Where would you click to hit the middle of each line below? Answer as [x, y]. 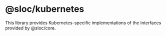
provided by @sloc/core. [30, 28]
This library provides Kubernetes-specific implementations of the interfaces [83, 23]
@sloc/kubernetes [45, 9]
